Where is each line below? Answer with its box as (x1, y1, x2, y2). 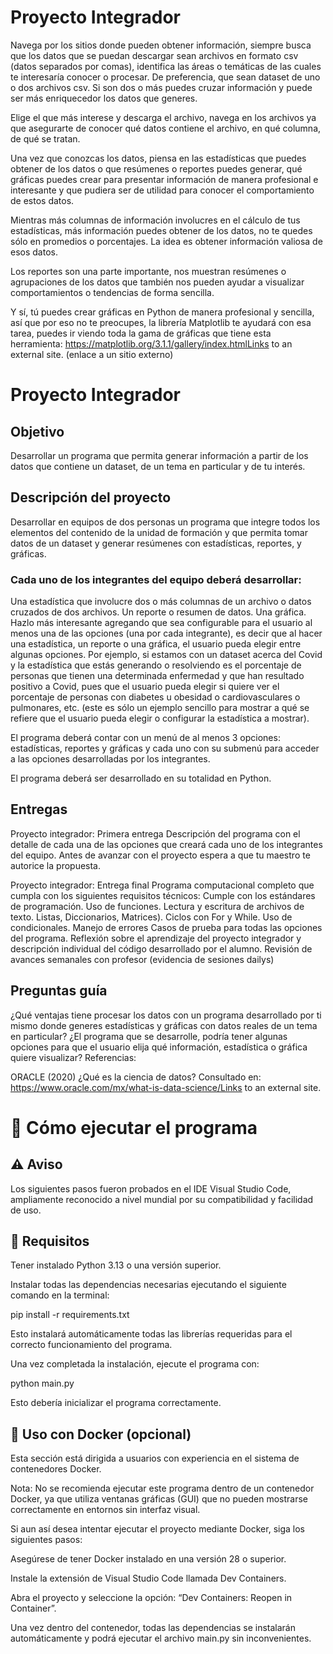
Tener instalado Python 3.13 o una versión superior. (10, 1259, 222, 1271)
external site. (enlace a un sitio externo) (10, 348, 174, 360)
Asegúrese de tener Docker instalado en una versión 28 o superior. (10, 1553, 287, 1565)
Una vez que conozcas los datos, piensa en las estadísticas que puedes (10, 152, 307, 164)
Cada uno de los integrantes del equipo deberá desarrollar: (10, 572, 302, 586)
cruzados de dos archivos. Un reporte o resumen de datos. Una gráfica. (10, 606, 307, 618)
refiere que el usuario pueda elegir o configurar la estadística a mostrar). (10, 712, 310, 725)
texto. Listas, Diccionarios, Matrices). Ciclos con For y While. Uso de (10, 911, 293, 923)
